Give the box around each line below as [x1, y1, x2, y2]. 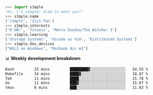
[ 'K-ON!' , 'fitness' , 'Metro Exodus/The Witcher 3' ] [5, 28, 117, 33]
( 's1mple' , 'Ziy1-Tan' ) [5, 18, 55, 23]
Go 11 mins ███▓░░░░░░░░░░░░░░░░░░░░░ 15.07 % [5, 81, 149, 86]
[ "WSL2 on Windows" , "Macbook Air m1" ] [5, 46, 88, 51]
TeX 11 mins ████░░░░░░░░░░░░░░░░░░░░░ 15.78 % [5, 76, 149, 81]
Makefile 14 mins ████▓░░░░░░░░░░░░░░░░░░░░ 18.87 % [5, 71, 149, 76]
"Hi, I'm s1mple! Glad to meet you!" [5, 9, 84, 14]
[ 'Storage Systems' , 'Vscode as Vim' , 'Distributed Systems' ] [5, 37, 137, 42]
